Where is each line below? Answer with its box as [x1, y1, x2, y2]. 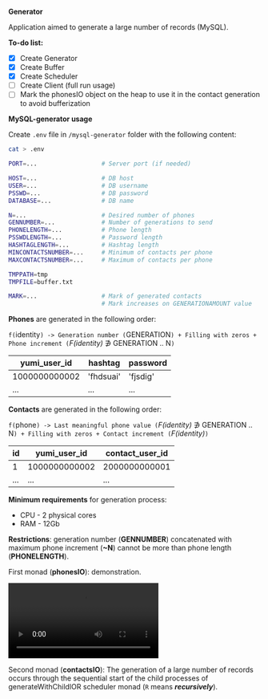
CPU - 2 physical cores [19, 510, 97, 520]
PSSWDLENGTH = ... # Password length [8, 234, 162, 242]
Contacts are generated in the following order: [8, 404, 162, 414]
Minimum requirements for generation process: [8, 495, 167, 505]
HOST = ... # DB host [8, 174, 134, 183]
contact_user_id [105, 448, 169, 459]
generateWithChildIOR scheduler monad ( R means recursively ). [8, 682, 218, 692]
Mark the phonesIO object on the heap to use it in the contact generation [19, 90, 261, 100]
